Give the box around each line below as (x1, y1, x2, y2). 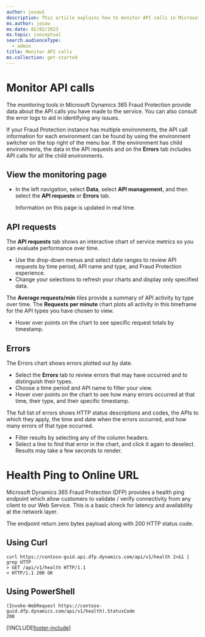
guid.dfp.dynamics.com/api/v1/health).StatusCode (6, 608, 135, 614)
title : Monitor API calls (6, 49, 72, 55)
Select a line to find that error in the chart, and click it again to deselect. (15, 441, 195, 447)
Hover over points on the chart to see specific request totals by (15, 319, 174, 326)
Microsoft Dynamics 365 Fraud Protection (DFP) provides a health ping (6, 488, 185, 496)
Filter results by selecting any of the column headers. (15, 434, 149, 441)
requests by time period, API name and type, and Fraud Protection (15, 263, 182, 270)
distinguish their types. (15, 378, 73, 385)
